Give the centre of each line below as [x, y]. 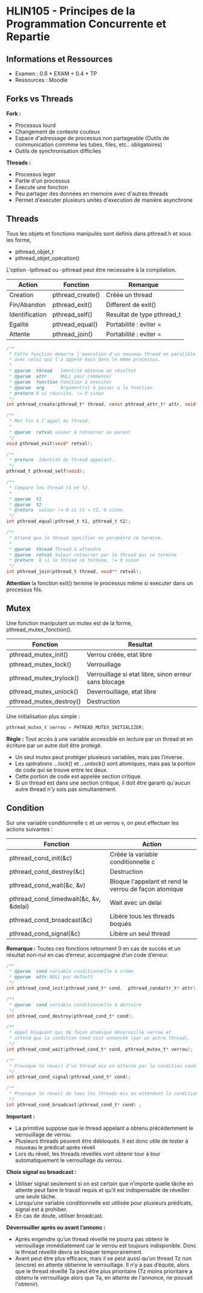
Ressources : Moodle [41, 80]
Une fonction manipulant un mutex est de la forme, [69, 623]
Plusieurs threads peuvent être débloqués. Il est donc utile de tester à [101, 1141]
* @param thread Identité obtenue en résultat [72, 371]
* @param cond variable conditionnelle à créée [71, 971]
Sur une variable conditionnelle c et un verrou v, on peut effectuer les [93, 823]
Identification [28, 314]
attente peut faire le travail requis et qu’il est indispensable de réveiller [102, 1190]
